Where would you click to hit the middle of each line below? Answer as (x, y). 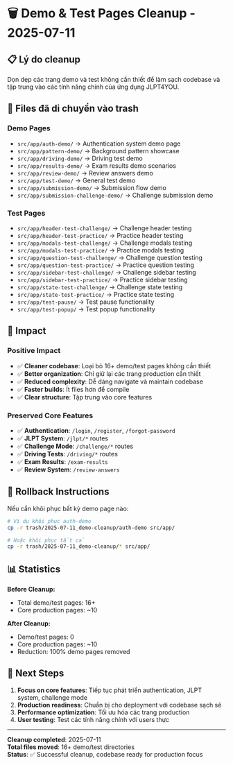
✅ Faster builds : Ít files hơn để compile (73, 389)
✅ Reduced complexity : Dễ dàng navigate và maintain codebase (110, 381)
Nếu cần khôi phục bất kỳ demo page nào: (68, 508)
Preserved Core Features (50, 415)
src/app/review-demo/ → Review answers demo (85, 173)
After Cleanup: (29, 624)
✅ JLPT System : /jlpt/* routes (63, 438)
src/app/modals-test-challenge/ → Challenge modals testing (105, 243)
